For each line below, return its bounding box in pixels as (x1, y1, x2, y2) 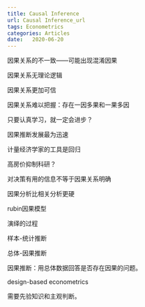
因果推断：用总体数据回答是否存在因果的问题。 (7, 264, 142, 272)
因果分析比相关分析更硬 (7, 190, 75, 198)
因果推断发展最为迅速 (7, 130, 68, 139)
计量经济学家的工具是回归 (7, 145, 81, 153)
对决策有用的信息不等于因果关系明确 (7, 175, 112, 184)
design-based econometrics (7, 278, 89, 286)
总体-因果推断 (7, 249, 47, 257)
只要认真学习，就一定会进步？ (7, 116, 93, 124)
